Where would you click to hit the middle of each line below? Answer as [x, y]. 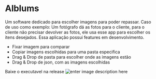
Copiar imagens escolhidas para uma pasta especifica [66, 52]
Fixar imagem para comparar [41, 47]
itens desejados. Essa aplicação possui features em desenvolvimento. [75, 37]
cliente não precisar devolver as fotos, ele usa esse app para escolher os [78, 32]
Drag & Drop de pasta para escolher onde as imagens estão [71, 57]
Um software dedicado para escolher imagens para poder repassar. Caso [78, 22]
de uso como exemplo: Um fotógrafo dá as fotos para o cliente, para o [75, 27]
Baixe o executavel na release [35, 71]
